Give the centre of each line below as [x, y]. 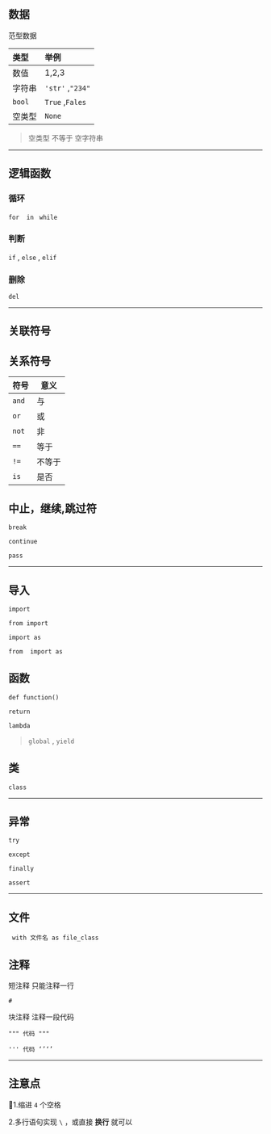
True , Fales [66, 102]
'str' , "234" [68, 87]
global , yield [51, 741]
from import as [35, 651]
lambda [19, 725]
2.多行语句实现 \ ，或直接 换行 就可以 [71, 1122]
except [19, 855]
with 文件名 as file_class [55, 938]
